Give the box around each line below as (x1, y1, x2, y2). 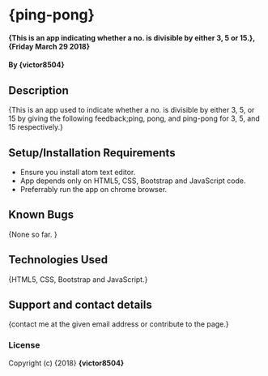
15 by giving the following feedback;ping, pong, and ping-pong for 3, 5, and (8, 113, 261, 123)
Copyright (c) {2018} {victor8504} (8, 358, 124, 368)
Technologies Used (8, 253, 108, 267)
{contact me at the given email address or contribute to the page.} (8, 319, 229, 329)
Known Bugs (8, 208, 74, 222)
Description (8, 83, 69, 97)
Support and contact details (8, 298, 152, 312)
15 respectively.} (8, 122, 63, 132)
